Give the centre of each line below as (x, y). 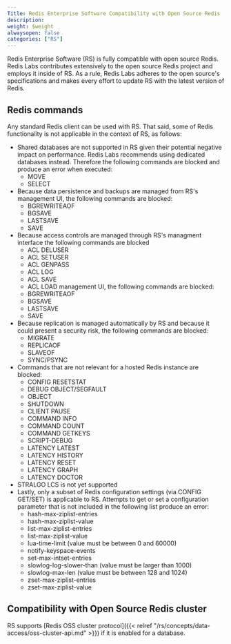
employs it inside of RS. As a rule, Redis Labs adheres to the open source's (114, 74)
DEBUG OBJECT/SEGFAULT (67, 389)
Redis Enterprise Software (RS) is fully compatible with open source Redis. (113, 59)
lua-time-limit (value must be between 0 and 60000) (102, 543)
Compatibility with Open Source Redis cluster (107, 609)
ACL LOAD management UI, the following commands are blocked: (121, 286)
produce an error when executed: (65, 169)
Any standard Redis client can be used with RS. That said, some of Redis (110, 126)
